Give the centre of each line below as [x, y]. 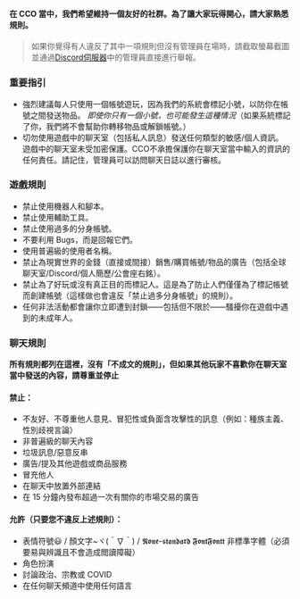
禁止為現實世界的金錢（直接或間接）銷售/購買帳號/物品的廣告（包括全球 [154, 262]
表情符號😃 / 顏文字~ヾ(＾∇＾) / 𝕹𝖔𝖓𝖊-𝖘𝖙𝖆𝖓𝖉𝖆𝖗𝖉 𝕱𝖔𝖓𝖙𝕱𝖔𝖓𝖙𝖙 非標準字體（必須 [156, 541]
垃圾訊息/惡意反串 [55, 453]
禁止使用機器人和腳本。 [65, 206]
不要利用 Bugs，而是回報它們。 [80, 239]
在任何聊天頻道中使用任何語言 [77, 586]
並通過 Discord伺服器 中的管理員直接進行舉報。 [116, 57]
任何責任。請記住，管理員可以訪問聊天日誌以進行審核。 [124, 160]
